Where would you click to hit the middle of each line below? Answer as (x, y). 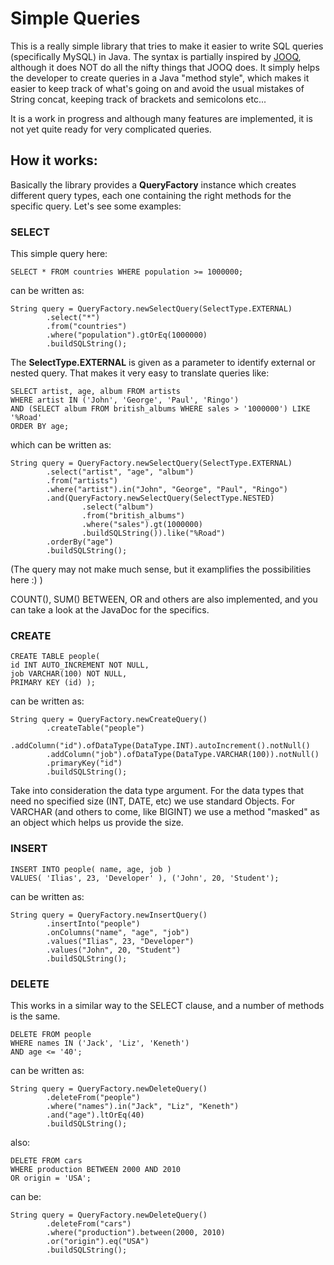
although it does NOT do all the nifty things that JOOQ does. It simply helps (165, 67)
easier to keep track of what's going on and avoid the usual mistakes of (157, 88)
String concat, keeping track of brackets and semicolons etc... (138, 99)
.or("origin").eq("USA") (98, 1241)
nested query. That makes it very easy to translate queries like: (140, 373)
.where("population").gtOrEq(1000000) (127, 335)
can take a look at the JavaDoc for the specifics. (110, 610)
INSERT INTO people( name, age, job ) (91, 869)
